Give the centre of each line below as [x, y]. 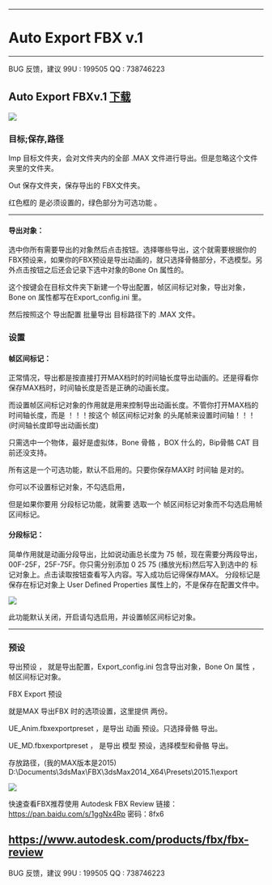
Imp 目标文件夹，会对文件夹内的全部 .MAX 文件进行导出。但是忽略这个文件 [133, 158]
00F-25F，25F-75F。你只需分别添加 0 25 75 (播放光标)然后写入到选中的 [129, 564]
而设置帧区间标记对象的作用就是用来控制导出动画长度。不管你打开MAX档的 [134, 405]
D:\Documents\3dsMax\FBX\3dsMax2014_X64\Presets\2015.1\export [123, 772]
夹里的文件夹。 [33, 168]
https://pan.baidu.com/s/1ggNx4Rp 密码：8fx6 [86, 814]
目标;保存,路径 [36, 138]
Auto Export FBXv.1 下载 [70, 97]
